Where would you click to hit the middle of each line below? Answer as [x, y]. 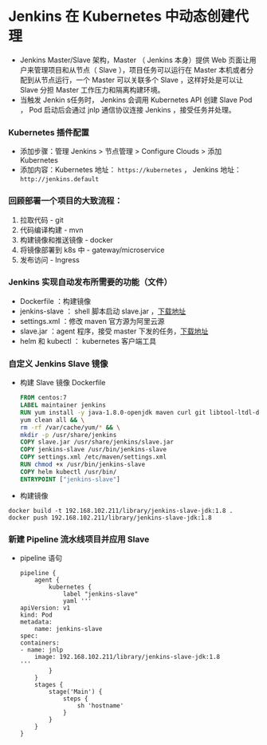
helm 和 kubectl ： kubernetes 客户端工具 [88, 341]
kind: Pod [36, 615]
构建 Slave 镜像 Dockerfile [63, 383]
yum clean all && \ [52, 420]
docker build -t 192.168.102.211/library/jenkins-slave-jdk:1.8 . [121, 510]
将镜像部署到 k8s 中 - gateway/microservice [92, 250]
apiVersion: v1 [45, 608]
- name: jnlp [41, 650]
